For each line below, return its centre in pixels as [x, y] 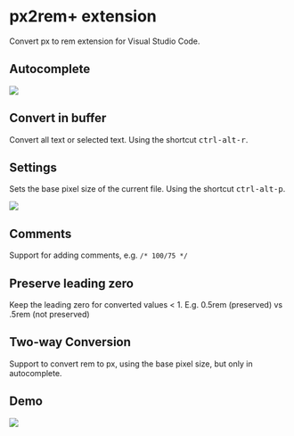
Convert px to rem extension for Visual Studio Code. [105, 41]
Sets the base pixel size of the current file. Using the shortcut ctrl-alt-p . [147, 189]
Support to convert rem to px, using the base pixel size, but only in [131, 364]
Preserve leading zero [71, 283]
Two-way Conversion [70, 342]
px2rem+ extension [83, 16]
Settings [33, 167]
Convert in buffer [58, 118]
